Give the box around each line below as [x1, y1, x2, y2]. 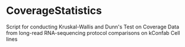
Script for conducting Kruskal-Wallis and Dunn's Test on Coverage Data [6, 23, 180, 30]
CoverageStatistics [6, 4, 102, 17]
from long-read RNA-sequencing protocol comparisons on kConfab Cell [6, 29, 180, 36]
